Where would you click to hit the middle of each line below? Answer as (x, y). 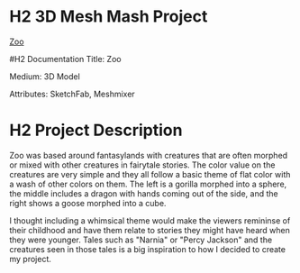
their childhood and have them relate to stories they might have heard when (150, 230)
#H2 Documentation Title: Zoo (65, 59)
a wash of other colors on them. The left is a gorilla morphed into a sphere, (148, 184)
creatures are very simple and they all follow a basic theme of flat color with (150, 174)
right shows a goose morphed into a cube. (88, 203)
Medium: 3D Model (45, 76)
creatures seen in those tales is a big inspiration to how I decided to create (148, 249)
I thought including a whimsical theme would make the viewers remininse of (150, 220)
